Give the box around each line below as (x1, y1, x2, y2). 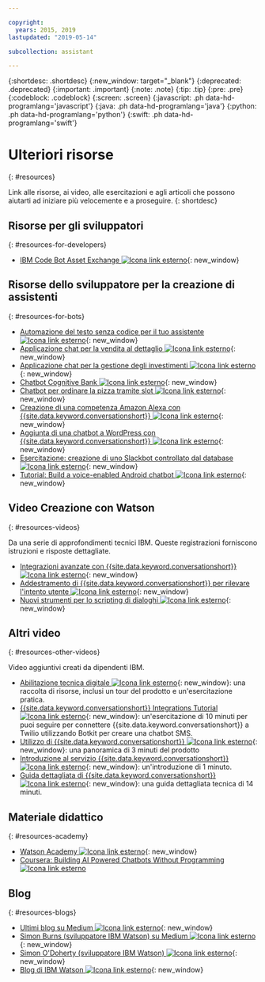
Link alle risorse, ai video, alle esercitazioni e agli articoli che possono (8, 188, 236, 197)
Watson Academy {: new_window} (19, 847, 198, 856)
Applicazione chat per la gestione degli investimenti (19, 360, 188, 370)
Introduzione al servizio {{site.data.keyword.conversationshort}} (19, 754, 229, 763)
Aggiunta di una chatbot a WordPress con (19, 428, 156, 437)
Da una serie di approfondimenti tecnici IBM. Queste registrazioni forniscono (8, 538, 258, 547)
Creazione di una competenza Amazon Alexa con (19, 402, 181, 412)
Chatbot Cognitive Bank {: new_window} (19, 377, 218, 386)
